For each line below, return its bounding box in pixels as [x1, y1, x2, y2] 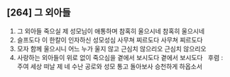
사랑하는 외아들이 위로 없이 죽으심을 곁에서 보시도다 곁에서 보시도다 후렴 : [16, 53, 224, 61]
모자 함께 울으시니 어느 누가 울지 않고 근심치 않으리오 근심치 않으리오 [16, 45, 207, 53]
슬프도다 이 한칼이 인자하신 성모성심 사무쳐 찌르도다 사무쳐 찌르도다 [16, 35, 203, 44]
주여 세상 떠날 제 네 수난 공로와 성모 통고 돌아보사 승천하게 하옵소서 [16, 62, 203, 71]
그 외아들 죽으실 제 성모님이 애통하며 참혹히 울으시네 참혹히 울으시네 [16, 27, 205, 35]
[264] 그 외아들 [6, 6, 72, 19]
